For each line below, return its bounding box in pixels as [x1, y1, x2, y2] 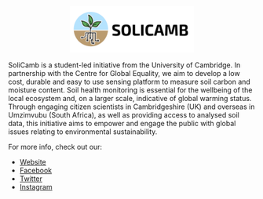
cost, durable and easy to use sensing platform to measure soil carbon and [8, 77, 251, 86]
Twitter [19, 174, 43, 183]
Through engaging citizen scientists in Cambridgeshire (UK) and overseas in [8, 102, 255, 111]
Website [19, 157, 47, 166]
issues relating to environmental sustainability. [8, 127, 158, 136]
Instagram [19, 182, 53, 191]
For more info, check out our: [8, 142, 103, 151]
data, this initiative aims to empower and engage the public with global [8, 118, 236, 128]
